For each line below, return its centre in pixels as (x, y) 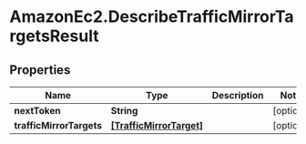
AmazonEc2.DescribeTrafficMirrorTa (152, 17)
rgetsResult (54, 36)
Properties (40, 70)
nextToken (37, 111)
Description (238, 95)
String (124, 111)
